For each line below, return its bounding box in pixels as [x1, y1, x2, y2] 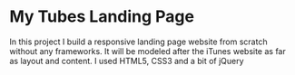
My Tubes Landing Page [9, 6, 195, 27]
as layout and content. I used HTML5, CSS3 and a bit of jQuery [9, 55, 244, 66]
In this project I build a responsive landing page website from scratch [9, 36, 268, 47]
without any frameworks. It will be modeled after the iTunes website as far [9, 45, 286, 56]
